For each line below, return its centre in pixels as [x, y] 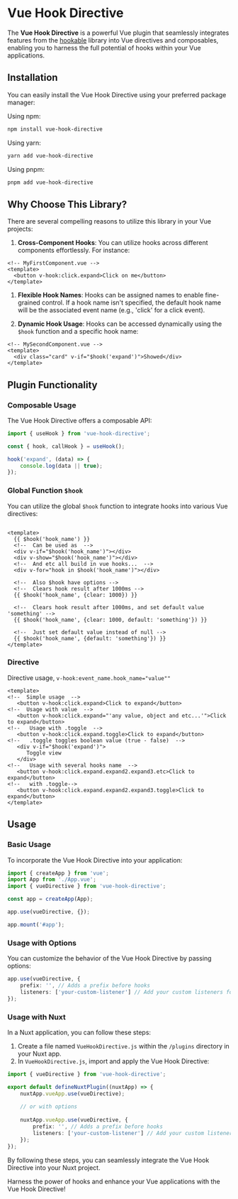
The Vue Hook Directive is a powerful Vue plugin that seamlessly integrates [118, 33]
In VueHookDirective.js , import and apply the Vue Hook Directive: [113, 1061]
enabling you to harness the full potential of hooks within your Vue [104, 48]
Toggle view [44, 753]
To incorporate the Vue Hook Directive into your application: [95, 860]
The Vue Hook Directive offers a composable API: [80, 420]
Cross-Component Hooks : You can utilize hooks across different [113, 243]
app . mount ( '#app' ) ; [36, 924]
